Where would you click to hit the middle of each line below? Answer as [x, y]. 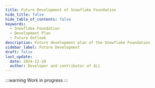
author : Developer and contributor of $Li [55, 66]
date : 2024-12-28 [28, 61]
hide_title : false [24, 15]
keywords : [16, 24]
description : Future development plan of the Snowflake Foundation [78, 43]
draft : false [19, 52]
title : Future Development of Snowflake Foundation [61, 10]
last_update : [19, 57]
